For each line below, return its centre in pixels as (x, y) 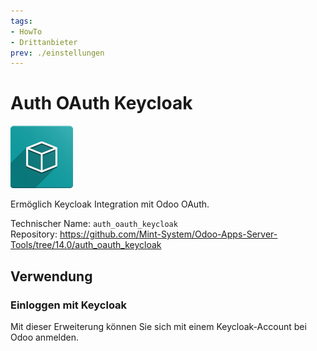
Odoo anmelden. (44, 337)
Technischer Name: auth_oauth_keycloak (94, 224)
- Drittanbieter (44, 42)
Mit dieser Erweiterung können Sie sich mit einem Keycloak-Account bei (158, 326)
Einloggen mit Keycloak (69, 305)
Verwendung (51, 276)
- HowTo (26, 31)
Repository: (34, 234)
